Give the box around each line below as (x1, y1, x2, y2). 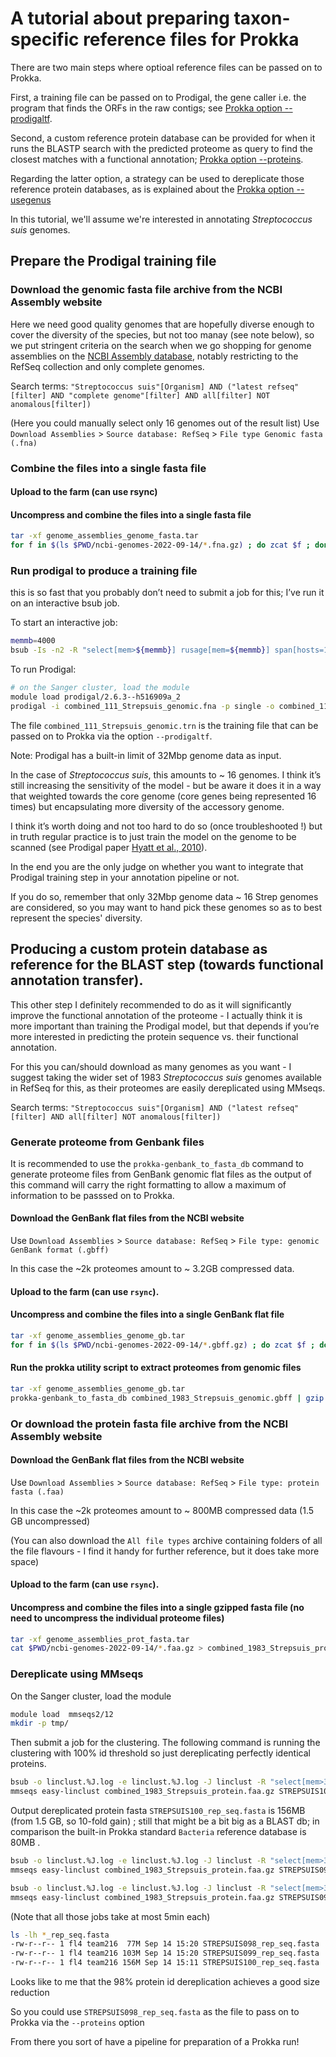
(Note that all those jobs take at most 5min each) (10, 1910, 211, 1922)
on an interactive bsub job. (10, 597, 120, 609)
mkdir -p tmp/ (10, 1718, 70, 1729)
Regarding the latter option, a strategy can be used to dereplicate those (10, 172, 305, 184)
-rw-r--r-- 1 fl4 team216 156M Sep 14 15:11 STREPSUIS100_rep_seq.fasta (10, 1958, 320, 1968)
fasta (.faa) (10, 1487, 65, 1497)
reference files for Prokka (83, 28, 300, 51)
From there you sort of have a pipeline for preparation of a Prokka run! (10, 2036, 300, 2048)
